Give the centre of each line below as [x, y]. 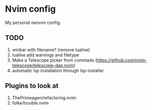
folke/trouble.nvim [30, 103]
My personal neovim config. [33, 22]
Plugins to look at [32, 86]
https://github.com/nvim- [122, 60]
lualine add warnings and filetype [46, 55]
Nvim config [30, 9]
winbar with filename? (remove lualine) [51, 49]
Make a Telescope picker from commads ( [54, 60]
